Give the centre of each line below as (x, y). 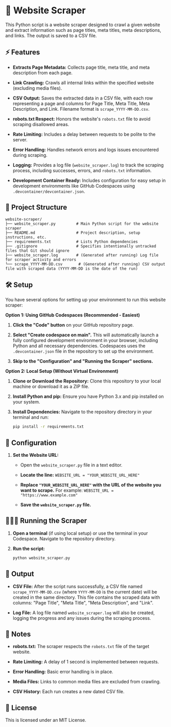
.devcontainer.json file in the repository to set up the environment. (83, 351)
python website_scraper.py (41, 558)
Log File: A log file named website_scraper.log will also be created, (83, 613)
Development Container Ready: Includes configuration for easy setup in (89, 180)
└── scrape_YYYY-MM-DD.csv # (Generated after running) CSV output (86, 264)
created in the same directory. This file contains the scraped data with (86, 597)
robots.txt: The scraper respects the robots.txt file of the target (81, 647)
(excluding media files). (37, 88)
